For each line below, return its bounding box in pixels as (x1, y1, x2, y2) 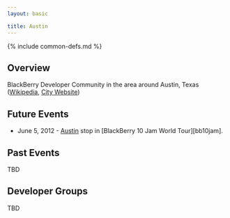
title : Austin (7, 22, 49, 30)
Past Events (7, 147, 60, 159)
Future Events (7, 108, 69, 120)
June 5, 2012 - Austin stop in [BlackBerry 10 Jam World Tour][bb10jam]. (17, 127, 223, 135)
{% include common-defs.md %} (7, 42, 102, 50)
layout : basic (7, 10, 49, 17)
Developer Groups (7, 185, 89, 197)
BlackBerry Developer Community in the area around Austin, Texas (7, 81, 199, 89)
